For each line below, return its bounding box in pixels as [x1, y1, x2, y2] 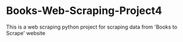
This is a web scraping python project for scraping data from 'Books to [6, 23, 178, 30]
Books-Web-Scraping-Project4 [6, 4, 162, 17]
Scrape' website [6, 29, 46, 36]
